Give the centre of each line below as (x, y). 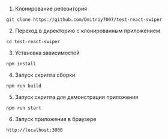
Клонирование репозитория (51, 9)
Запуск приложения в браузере (55, 119)
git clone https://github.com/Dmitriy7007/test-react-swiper (84, 20)
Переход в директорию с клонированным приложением (87, 31)
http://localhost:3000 (34, 130)
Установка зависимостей (47, 53)
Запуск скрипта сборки (45, 75)
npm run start (24, 108)
